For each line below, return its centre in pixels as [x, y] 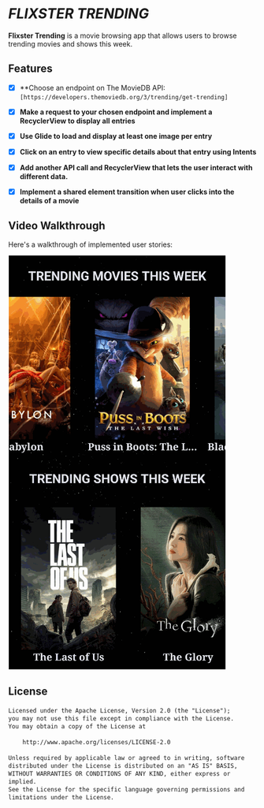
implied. [22, 781]
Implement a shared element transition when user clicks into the [127, 192]
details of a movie [49, 201]
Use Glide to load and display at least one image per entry [116, 136]
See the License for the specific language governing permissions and [126, 789]
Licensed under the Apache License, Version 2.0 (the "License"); [119, 710]
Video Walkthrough [57, 225]
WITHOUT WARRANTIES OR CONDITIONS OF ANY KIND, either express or [119, 773]
